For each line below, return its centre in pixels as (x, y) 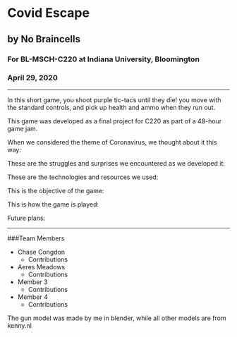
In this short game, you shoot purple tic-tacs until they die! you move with (114, 99)
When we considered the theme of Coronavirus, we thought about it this (112, 142)
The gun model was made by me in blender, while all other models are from (117, 318)
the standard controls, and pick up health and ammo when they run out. (111, 107)
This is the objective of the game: (56, 190)
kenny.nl (19, 325)
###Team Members (36, 238)
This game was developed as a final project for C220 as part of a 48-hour (115, 121)
